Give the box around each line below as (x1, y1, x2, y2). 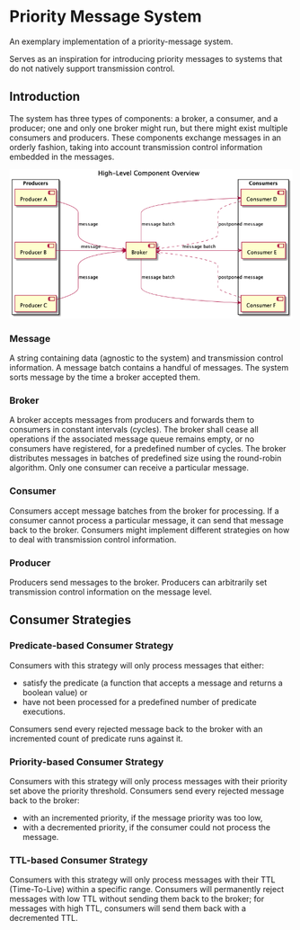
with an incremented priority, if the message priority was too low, (22, 812, 263, 823)
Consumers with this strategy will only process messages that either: (9, 659, 265, 671)
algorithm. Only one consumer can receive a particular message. (9, 462, 250, 473)
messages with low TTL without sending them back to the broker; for (9, 893, 265, 905)
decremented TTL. (9, 913, 78, 924)
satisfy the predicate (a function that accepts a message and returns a (22, 677, 283, 688)
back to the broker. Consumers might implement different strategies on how (9, 524, 290, 535)
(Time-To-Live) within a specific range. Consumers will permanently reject (9, 884, 285, 895)
